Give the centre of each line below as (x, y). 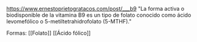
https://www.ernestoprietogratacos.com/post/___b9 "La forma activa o (95, 9)
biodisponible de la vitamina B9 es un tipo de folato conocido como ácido (99, 15)
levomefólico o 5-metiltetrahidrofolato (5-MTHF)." (69, 21)
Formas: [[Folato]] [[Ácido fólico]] (49, 33)
